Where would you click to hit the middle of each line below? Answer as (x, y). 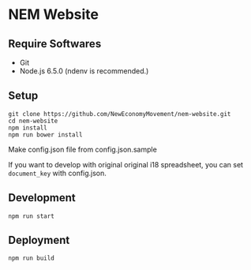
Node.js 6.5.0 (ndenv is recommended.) (84, 71)
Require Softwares (55, 44)
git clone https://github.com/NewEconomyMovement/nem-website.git (120, 114)
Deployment (39, 240)
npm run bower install (45, 135)
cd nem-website (33, 121)
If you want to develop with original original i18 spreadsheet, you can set (126, 164)
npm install (28, 128)
